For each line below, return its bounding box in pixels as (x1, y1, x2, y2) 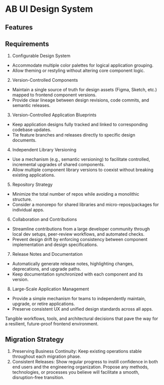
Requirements (5, 39, 49, 48)
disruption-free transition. (12, 375, 65, 381)
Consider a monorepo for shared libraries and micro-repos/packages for (12, 202, 159, 208)
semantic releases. (12, 103, 51, 108)
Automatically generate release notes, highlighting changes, (12, 261, 134, 267)
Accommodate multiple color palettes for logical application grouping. (12, 63, 154, 69)
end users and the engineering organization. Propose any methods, (12, 364, 149, 370)
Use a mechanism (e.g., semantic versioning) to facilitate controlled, (12, 156, 150, 162)
